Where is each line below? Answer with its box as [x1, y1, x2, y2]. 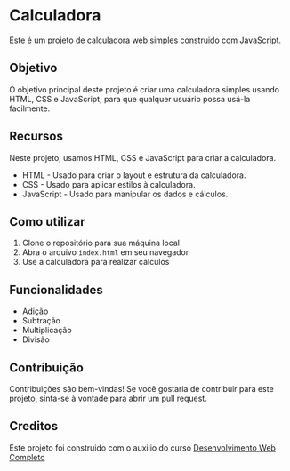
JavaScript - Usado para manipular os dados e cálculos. [21, 188, 229, 199]
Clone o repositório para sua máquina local [21, 237, 181, 249]
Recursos [9, 129, 64, 144]
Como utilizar [9, 214, 86, 229]
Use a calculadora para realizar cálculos [21, 257, 170, 267]
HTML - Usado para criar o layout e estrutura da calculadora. [21, 170, 246, 180]
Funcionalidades [9, 282, 104, 298]
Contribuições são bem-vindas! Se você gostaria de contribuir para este [9, 384, 274, 394]
